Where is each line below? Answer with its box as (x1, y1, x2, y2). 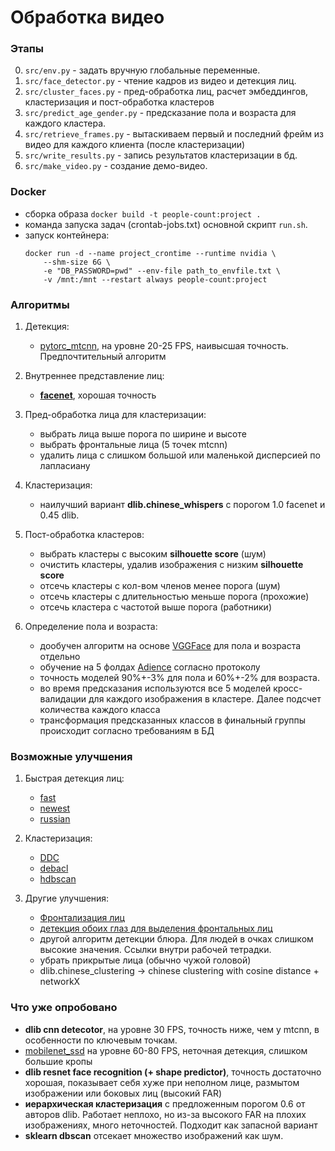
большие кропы (24, 1055, 93, 1067)
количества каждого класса (39, 704, 161, 716)
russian (39, 813, 71, 825)
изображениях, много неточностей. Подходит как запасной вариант (24, 1119, 318, 1131)
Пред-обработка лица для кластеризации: (24, 409, 207, 421)
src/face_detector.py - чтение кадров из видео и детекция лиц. (24, 75, 297, 87)
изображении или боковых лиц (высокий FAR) (24, 1087, 223, 1099)
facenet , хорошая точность (39, 389, 157, 401)
